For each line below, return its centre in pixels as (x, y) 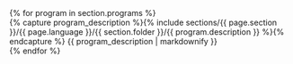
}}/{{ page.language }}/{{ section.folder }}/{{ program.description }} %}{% (147, 32)
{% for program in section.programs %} (83, 13)
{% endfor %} (35, 51)
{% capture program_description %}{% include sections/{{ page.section (143, 22)
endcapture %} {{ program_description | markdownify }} (113, 41)
